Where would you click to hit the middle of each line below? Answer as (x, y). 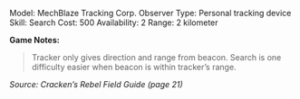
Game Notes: (35, 40)
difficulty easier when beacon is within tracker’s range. (134, 67)
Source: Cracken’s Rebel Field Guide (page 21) (96, 84)
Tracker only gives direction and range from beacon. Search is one (156, 57)
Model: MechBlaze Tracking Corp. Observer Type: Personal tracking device (150, 13)
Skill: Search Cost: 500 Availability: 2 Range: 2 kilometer (114, 22)
